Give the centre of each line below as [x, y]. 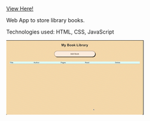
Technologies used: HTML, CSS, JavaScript [60, 32]
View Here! [20, 9]
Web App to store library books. [46, 20]
